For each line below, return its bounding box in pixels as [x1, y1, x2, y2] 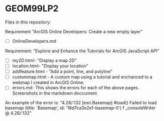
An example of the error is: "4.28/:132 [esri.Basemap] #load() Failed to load [5, 100, 157, 106]
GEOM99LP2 [5, 3, 59, 14]
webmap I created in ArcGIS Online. [12, 79, 85, 86]
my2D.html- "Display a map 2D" [12, 57, 77, 63]
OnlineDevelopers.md [12, 38, 56, 44]
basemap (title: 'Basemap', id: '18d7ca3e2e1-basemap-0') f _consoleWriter [5, 105, 156, 111]
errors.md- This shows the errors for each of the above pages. [12, 85, 139, 91]
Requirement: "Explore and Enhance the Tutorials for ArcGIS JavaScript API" [5, 48, 160, 54]
